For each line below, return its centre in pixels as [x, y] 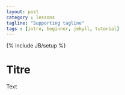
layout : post [23, 12]
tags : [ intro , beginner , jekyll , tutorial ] [63, 29]
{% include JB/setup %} [36, 46]
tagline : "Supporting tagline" [45, 23]
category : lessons [31, 17]
